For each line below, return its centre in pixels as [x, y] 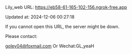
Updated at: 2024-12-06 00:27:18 [40, 17]
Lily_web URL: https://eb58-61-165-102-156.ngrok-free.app [66, 7]
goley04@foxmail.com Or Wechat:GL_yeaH [50, 46]
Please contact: [21, 36]
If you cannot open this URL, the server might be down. [62, 26]
